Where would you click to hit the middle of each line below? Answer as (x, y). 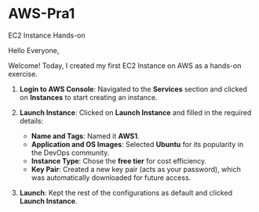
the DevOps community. (70, 153)
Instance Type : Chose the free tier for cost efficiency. (119, 160)
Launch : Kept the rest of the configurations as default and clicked (126, 192)
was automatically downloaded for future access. (111, 178)
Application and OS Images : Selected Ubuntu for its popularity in (137, 144)
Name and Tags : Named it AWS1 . (85, 136)
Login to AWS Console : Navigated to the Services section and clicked (133, 89)
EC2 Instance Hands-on (47, 35)
